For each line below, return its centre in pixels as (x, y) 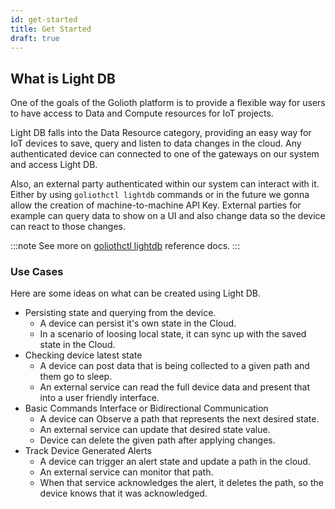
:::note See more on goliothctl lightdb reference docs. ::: (125, 246)
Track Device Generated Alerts (88, 451)
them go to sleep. (76, 377)
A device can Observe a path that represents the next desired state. (179, 419)
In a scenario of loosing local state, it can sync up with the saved (173, 334)
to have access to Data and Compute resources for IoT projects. (142, 113)
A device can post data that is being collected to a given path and (174, 366)
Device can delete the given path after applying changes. (157, 440)
